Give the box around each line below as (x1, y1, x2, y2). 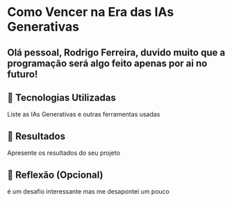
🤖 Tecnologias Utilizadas (7, 92, 116, 103)
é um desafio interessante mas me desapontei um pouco (7, 187, 170, 196)
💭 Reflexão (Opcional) (7, 169, 103, 180)
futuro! (7, 68, 38, 80)
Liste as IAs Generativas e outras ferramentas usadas (7, 110, 160, 119)
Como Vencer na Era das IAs (7, 4, 174, 20)
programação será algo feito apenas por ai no (7, 57, 208, 69)
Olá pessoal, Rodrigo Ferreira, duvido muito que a (7, 47, 226, 58)
